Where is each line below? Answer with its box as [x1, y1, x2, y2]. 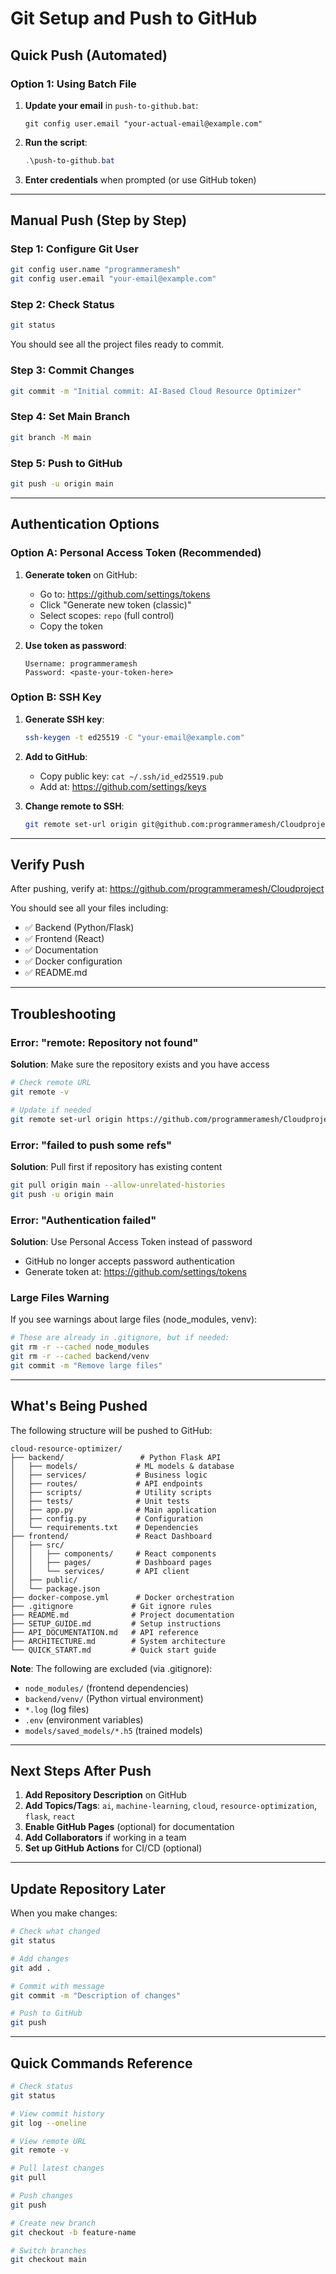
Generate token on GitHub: [24, 568, 138, 581]
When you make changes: [10, 1907, 118, 1919]
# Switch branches [10, 2245, 87, 2256]
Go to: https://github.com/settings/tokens [39, 588, 211, 600]
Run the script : [24, 136, 88, 148]
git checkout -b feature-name [10, 2227, 137, 2237]
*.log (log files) [24, 1703, 90, 1715]
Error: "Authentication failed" [10, 1213, 157, 1227]
